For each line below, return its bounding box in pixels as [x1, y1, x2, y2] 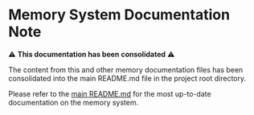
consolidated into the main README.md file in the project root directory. [8, 73, 247, 83]
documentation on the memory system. [8, 97, 139, 107]
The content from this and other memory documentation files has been [8, 64, 244, 74]
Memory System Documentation [8, 6, 231, 24]
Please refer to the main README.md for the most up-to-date [8, 88, 211, 98]
